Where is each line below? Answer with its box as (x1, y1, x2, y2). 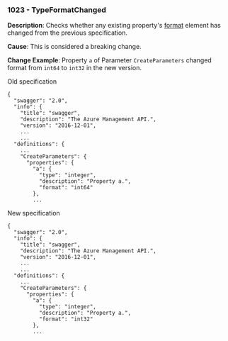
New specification (7, 209, 60, 218)
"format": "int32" (38, 315, 93, 323)
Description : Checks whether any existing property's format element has (7, 21, 221, 30)
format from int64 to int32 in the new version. (7, 64, 142, 72)
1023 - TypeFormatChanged (7, 5, 106, 15)
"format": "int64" (38, 184, 93, 191)
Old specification (7, 77, 57, 86)
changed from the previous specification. (7, 28, 127, 37)
